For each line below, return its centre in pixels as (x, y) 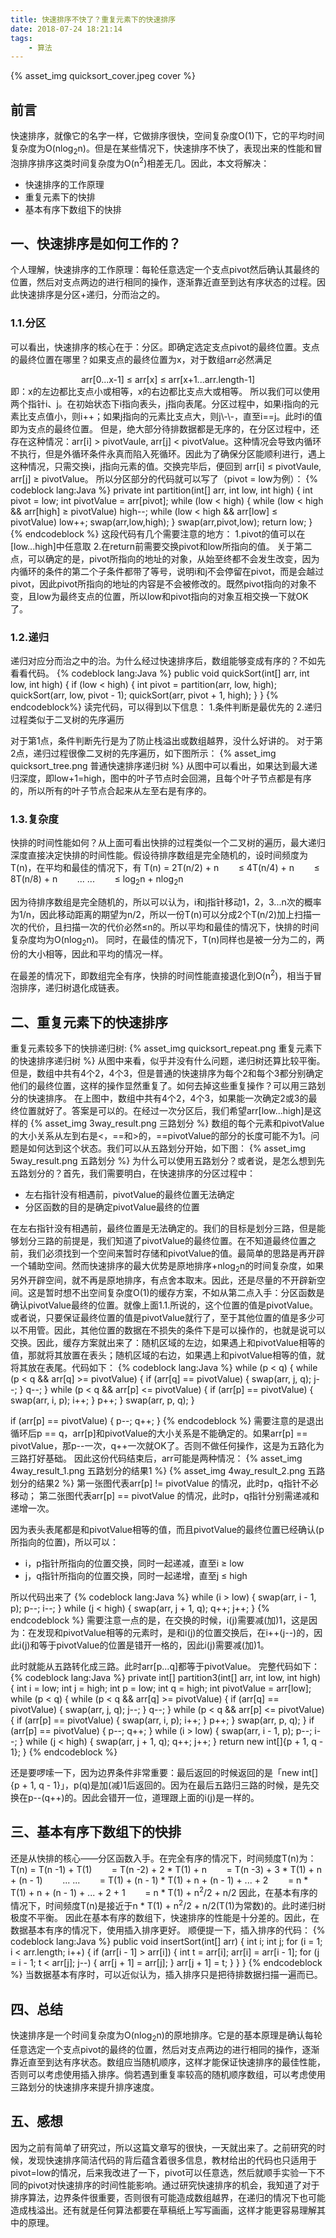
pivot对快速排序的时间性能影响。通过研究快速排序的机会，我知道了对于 (173, 2185)
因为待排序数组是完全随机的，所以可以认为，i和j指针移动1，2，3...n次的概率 (166, 902)
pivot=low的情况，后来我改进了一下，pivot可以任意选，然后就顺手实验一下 (163, 2172)
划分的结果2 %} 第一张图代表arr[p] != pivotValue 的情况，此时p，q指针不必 (164, 1483)
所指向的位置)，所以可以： (65, 1542)
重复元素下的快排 (60, 197)
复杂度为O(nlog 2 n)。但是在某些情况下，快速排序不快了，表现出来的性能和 (162, 149)
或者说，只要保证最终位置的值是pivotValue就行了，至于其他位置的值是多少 (163, 1318)
